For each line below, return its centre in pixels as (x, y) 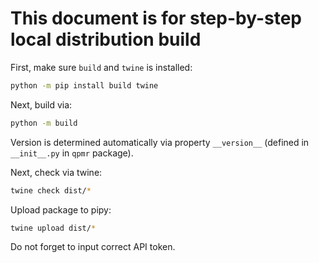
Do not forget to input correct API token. (93, 247)
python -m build (44, 123)
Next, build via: (41, 104)
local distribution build (106, 39)
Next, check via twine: (56, 172)
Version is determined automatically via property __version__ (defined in (160, 142)
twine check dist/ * (51, 190)
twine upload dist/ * (53, 228)
